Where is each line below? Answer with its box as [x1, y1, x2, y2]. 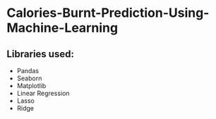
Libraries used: [6, 48, 75, 60]
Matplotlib [16, 82, 47, 89]
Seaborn [16, 74, 42, 82]
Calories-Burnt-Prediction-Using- [6, 5, 210, 21]
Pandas [16, 67, 40, 75]
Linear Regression [16, 89, 70, 97]
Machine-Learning [6, 20, 118, 36]
